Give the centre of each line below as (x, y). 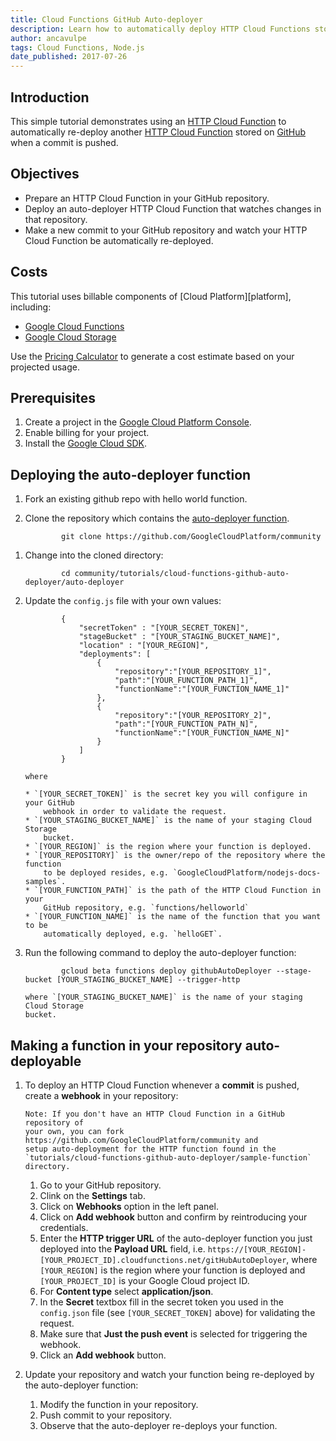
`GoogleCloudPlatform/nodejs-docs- (247, 873)
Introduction (50, 97)
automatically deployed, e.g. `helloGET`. (133, 934)
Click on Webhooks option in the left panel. (129, 1206)
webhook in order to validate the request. (135, 812)
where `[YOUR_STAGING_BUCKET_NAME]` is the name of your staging (163, 997)
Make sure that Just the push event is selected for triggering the (173, 1334)
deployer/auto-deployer (74, 582)
